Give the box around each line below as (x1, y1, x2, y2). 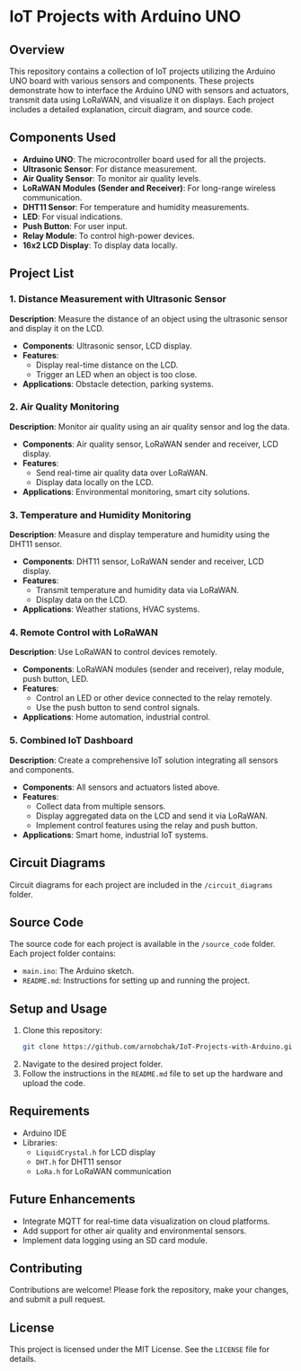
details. (9, 1354, 37, 1365)
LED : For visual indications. (22, 211, 123, 222)
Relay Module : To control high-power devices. (22, 230, 195, 241)
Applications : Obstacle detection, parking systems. (22, 378, 214, 389)
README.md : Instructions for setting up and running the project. (22, 975, 250, 986)
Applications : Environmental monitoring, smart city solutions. (22, 486, 250, 497)
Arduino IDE (22, 1128, 67, 1138)
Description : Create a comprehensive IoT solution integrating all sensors (9, 755, 279, 765)
